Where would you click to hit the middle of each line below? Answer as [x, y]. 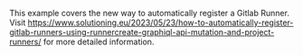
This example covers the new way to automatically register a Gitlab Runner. [149, 13]
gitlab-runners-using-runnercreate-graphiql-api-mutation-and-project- [142, 32]
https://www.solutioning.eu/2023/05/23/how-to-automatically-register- [161, 23]
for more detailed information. [99, 41]
